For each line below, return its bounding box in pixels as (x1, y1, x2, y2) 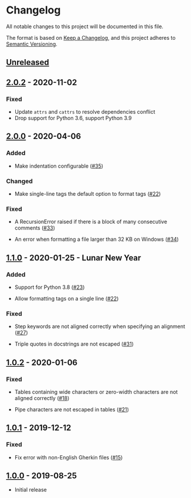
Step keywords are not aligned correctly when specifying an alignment (14, 323, 186, 330)
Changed (6, 177, 33, 185)
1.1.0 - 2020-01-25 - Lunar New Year (6, 253, 142, 262)
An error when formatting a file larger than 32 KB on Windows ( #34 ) (14, 236, 179, 243)
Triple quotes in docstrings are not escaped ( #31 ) (14, 340, 134, 347)
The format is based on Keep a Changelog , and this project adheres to (6, 34, 176, 41)
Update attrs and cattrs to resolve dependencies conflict (14, 108, 155, 115)
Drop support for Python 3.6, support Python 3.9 (14, 115, 132, 122)
